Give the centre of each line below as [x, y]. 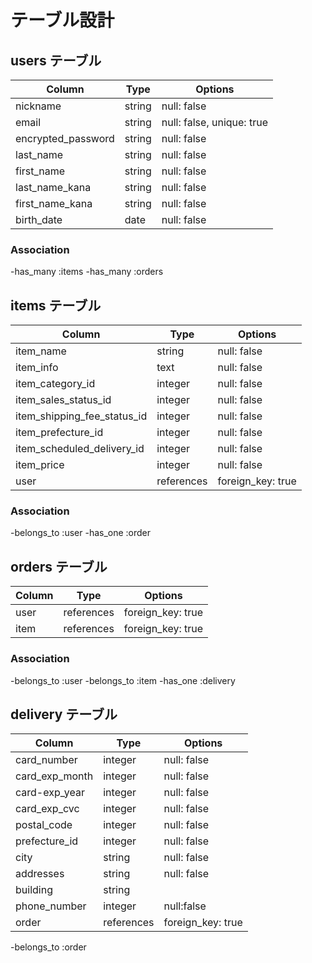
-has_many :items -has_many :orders [87, 272]
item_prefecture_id [59, 433]
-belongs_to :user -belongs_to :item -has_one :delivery [123, 680]
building [34, 890]
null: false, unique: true [214, 122]
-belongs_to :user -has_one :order [81, 533]
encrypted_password [65, 138]
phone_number [51, 906]
